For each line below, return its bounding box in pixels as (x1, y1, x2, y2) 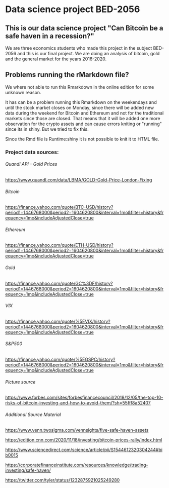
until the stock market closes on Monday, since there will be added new (5, 104, 154, 110)
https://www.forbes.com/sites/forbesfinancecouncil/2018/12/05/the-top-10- (5, 394, 163, 401)
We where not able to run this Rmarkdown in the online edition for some (5, 84, 154, 90)
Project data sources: (5, 148, 59, 156)
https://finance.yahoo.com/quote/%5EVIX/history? (5, 318, 110, 324)
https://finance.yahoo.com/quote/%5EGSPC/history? (5, 356, 116, 362)
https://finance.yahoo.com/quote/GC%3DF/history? (5, 280, 113, 286)
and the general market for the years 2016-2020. (5, 56, 107, 62)
